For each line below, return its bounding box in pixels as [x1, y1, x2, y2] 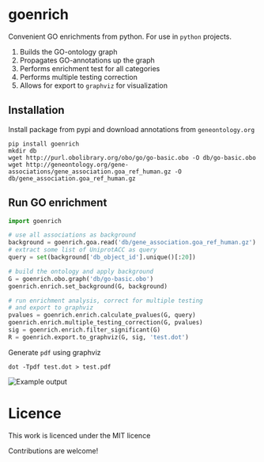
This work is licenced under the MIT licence [8, 430, 151, 440]
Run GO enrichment [8, 196, 107, 210]
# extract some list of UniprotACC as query [8, 246, 157, 254]
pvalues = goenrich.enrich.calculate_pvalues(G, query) [8, 311, 196, 320]
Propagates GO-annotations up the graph [19, 55, 156, 65]
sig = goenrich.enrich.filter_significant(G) [8, 326, 160, 334]
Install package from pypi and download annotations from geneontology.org [8, 124, 255, 134]
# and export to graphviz [8, 304, 93, 312]
